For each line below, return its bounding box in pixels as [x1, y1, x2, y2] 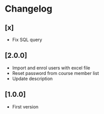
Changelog [5, 3, 53, 15]
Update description [12, 75, 53, 82]
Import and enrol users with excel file [12, 64, 90, 71]
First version [12, 103, 39, 109]
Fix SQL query [12, 36, 42, 43]
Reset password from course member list [12, 70, 99, 76]
